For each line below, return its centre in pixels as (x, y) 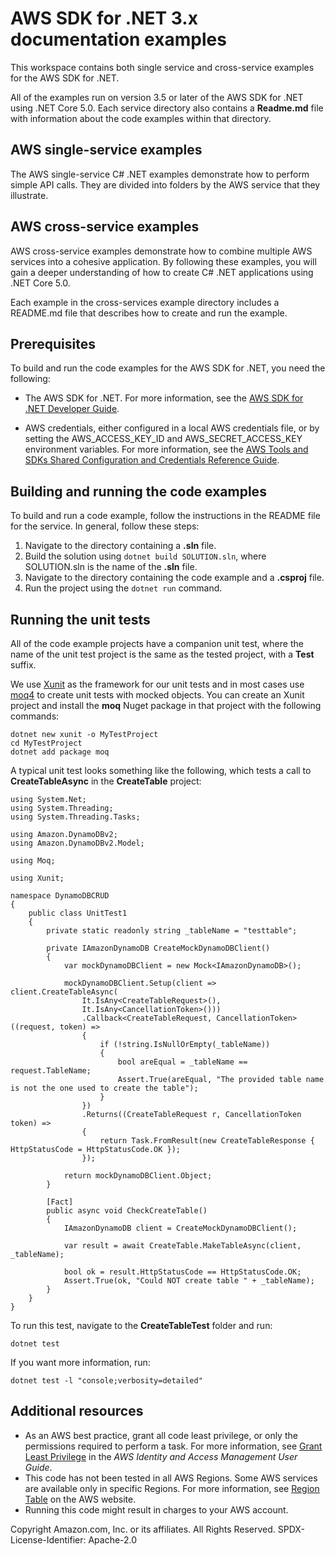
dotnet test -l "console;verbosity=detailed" (106, 1381)
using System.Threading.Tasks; (75, 817)
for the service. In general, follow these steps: (105, 526)
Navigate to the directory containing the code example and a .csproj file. (174, 578)
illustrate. (29, 195)
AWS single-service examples (106, 150)
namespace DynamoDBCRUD (60, 896)
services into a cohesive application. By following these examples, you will (163, 261)
